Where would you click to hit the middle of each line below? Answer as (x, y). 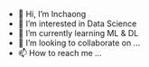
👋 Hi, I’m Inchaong (52, 14)
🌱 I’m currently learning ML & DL (78, 33)
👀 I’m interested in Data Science (77, 24)
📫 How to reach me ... (60, 53)
